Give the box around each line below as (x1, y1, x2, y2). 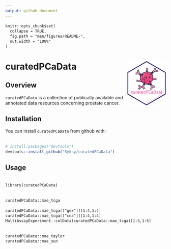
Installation (5, 115, 42, 123)
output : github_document (5, 8, 58, 13)
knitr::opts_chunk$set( (5, 23, 56, 29)
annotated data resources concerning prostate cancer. (5, 100, 120, 106)
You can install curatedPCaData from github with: (5, 128, 106, 134)
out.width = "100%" (10, 39, 51, 44)
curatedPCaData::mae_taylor (5, 233, 65, 239)
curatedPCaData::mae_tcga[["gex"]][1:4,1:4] (5, 208, 101, 213)
